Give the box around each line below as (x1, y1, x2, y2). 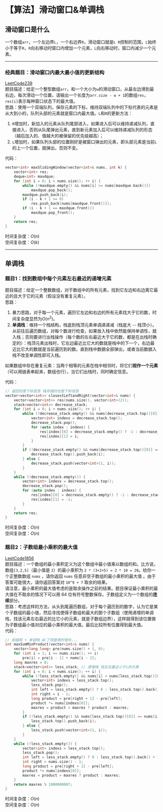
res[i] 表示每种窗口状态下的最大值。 (5, 98, 78, 104)
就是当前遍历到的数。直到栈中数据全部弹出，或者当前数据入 (37, 346, 157, 352)
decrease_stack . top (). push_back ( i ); (31, 452, 105, 457)
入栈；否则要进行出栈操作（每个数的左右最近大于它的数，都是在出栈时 (12, 334, 153, 340)
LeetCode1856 (5, 555, 34, 561)
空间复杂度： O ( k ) (5, 239, 40, 245)
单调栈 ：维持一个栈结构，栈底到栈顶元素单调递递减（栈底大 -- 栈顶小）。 (12, 321, 157, 328)
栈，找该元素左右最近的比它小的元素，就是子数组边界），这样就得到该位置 (5, 615, 152, 622)
